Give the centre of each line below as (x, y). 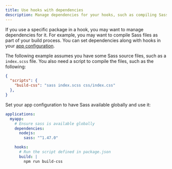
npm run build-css (43, 161)
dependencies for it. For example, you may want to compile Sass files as (82, 35)
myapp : (17, 119)
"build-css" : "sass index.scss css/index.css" (65, 86)
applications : (20, 114)
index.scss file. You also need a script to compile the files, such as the (80, 61)
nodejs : (27, 133)
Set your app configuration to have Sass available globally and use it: (78, 104)
